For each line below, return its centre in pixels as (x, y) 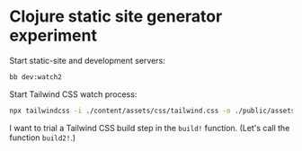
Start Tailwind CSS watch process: (73, 94)
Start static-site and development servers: (88, 60)
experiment (53, 36)
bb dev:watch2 (36, 77)
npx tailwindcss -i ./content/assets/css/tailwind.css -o (120, 111)
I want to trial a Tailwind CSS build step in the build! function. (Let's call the (150, 128)
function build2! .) (43, 138)
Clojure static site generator (116, 17)
